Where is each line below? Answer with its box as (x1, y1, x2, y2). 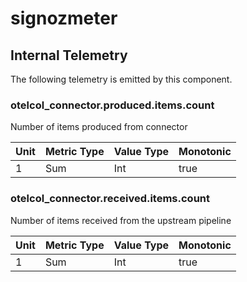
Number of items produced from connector (10, 121, 188, 133)
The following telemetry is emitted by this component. (10, 73, 233, 85)
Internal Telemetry (10, 47, 128, 64)
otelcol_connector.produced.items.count (10, 98, 215, 112)
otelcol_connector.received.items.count (10, 192, 211, 206)
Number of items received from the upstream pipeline (10, 214, 232, 226)
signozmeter (10, 7, 118, 30)
